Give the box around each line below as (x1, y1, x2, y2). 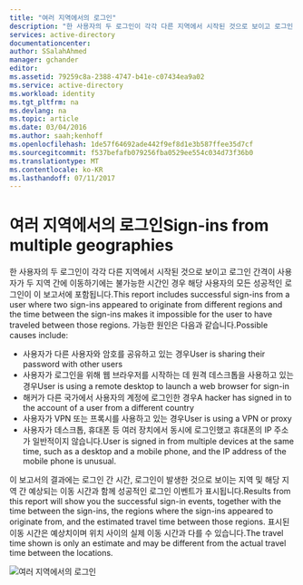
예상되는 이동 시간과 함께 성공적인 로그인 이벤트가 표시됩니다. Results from (28, 486, 291, 497)
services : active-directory (9, 30, 116, 39)
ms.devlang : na (9, 106, 67, 115)
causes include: (9, 330, 69, 341)
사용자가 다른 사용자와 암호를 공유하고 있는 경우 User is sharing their (22, 348, 266, 359)
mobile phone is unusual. (22, 455, 117, 467)
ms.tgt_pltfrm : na (9, 97, 79, 107)
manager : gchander (9, 55, 79, 64)
